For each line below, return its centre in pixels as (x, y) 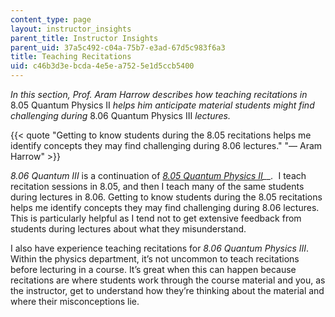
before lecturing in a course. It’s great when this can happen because (153, 269)
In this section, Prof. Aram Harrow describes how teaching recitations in (159, 94)
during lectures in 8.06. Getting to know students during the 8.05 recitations (166, 197)
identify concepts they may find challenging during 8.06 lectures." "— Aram (166, 145)
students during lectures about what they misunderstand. (128, 229)
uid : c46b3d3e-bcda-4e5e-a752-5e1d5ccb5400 (102, 66)
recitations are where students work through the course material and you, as (168, 280)
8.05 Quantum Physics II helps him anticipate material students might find (162, 105)
